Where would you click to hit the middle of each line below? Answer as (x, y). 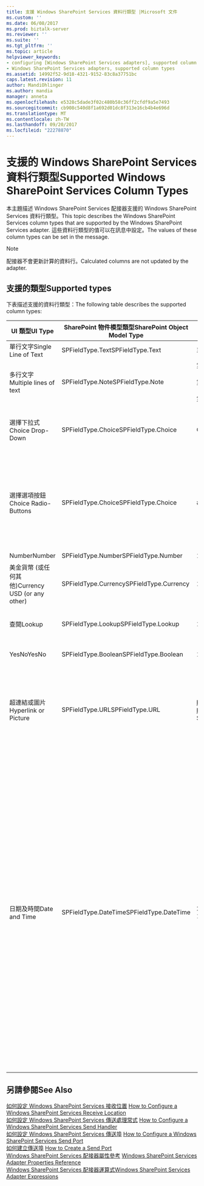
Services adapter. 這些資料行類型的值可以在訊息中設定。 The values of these (102, 230)
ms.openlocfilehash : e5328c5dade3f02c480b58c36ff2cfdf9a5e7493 (88, 102)
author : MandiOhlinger (35, 86)
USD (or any (27, 594)
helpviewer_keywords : (34, 57)
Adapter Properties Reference (44, 1162)
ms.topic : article (29, 52)
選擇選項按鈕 (28, 495)
